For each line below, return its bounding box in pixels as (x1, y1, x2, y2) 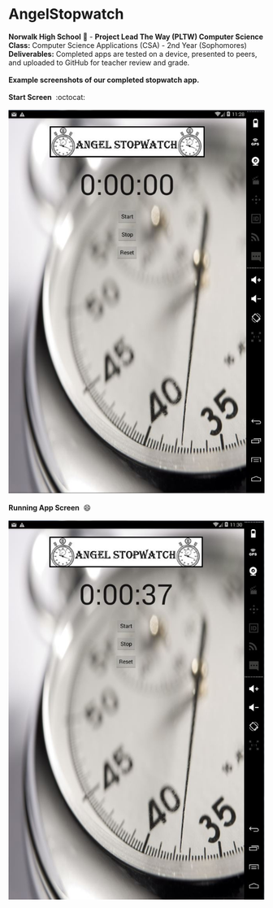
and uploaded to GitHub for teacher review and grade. (8, 58, 190, 67)
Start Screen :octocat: (8, 92, 85, 102)
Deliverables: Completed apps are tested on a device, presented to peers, (8, 49, 258, 59)
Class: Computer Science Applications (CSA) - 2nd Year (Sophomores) (8, 40, 248, 50)
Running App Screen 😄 (8, 502, 92, 512)
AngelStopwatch (8, 5, 124, 24)
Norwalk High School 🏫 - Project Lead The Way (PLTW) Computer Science (8, 32, 264, 41)
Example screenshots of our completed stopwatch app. (8, 75, 200, 85)
